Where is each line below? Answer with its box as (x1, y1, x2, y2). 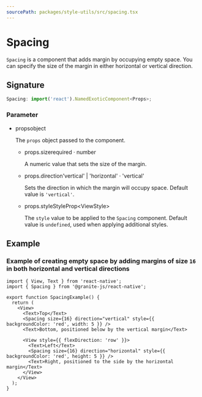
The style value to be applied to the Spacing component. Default (24, 214, 188, 221)
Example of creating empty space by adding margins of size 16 (6, 257, 196, 265)
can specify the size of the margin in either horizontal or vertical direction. (6, 62, 193, 69)
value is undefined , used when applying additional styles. (24, 221, 168, 228)
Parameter (6, 111, 39, 119)
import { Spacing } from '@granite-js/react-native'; (6, 284, 147, 290)
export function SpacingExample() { (6, 295, 100, 301)
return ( (12, 300, 34, 306)
